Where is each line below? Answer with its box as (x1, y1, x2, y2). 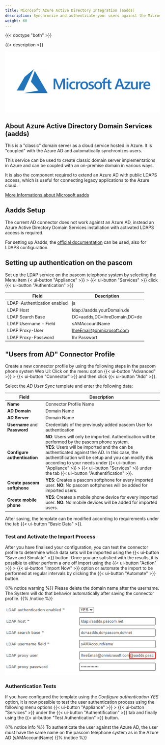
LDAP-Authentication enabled (7, 300, 68, 306)
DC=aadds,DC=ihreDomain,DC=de (72, 314, 142, 319)
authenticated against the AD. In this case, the (45, 449, 138, 455)
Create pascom (7, 480, 39, 486)
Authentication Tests (5, 683, 56, 689)
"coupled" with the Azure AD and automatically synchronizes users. (5, 148, 142, 154)
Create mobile (7, 497, 37, 503)
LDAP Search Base (7, 314, 45, 319)
